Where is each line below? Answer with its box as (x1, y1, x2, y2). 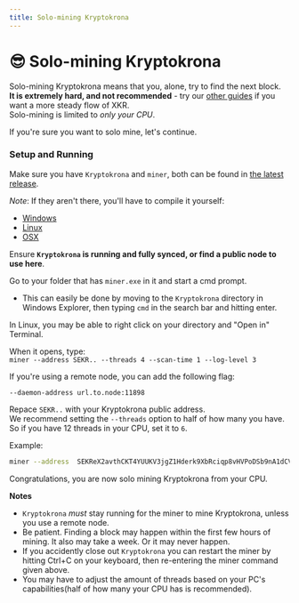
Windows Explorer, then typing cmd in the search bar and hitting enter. (21, 301, 278, 312)
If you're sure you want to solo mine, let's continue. (9, 126, 198, 137)
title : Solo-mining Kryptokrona (9, 12, 129, 22)
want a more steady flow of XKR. (9, 100, 130, 110)
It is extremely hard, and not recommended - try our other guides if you (9, 90, 276, 100)
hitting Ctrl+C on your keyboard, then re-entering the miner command (21, 555, 279, 566)
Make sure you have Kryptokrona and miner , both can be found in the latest (9, 168, 284, 179)
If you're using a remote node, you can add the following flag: (9, 371, 236, 382)
